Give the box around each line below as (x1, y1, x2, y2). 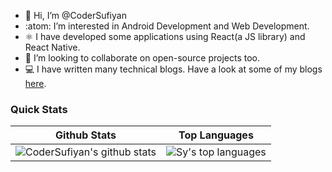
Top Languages (178, 128, 254, 142)
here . (24, 78, 47, 89)
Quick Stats (10, 102, 68, 116)
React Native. (24, 41, 81, 53)
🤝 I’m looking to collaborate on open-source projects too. (24, 52, 260, 64)
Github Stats (55, 128, 117, 142)
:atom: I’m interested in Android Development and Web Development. (24, 20, 310, 32)
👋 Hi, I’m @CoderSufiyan (24, 10, 127, 21)
